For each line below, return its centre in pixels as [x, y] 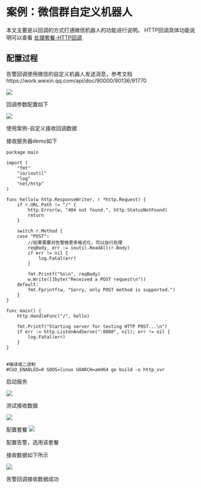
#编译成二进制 [21, 364]
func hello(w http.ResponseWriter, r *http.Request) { [76, 199]
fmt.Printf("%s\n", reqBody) [64, 274]
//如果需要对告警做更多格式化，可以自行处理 [75, 243]
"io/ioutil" [32, 173]
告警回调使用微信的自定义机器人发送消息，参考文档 [69, 74]
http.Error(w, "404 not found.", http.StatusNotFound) [98, 210]
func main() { [24, 311]
